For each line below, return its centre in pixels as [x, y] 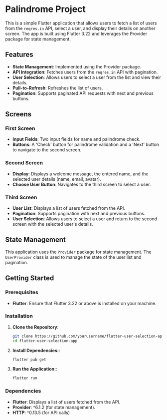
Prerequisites [22, 292]
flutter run [25, 378]
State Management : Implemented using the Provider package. [77, 66]
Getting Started [30, 278]
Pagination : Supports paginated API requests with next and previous [83, 93]
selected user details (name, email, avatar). [57, 179]
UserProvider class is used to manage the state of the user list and [73, 257]
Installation [19, 316]
